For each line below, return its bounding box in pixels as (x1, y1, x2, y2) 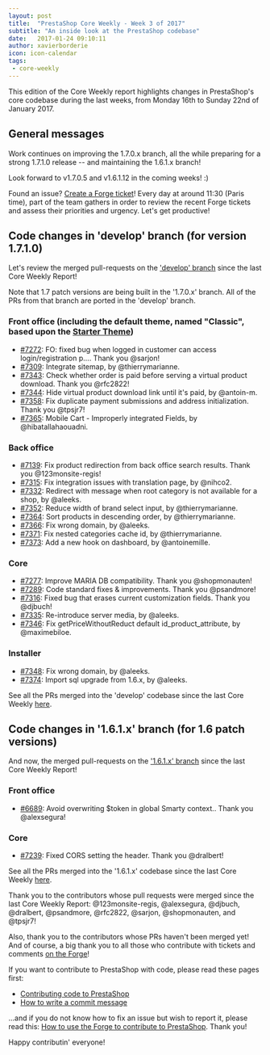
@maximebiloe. (19, 628, 72, 637)
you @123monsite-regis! (19, 469, 102, 478)
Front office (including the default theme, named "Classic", (8, 316, 244, 327)
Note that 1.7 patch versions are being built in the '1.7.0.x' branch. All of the (8, 288, 256, 297)
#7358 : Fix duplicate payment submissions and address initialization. (19, 396, 249, 406)
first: (8, 973, 24, 982)
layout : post (8, 11, 52, 20)
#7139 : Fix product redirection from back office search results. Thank (19, 460, 251, 469)
